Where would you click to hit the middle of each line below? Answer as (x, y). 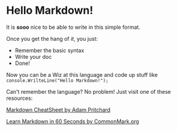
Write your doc (33, 56)
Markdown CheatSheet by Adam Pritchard (58, 109)
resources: (19, 98)
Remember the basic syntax (49, 50)
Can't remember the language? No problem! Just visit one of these (88, 91)
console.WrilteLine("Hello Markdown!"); (58, 81)
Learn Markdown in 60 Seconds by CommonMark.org (73, 121)
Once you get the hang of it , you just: (52, 38)
